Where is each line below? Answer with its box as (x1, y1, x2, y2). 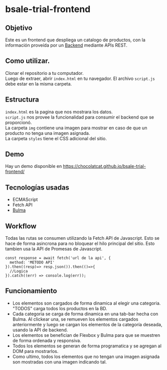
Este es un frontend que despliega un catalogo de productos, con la (5, 37, 145, 43)
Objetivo (5, 24, 33, 32)
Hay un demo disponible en (5, 163, 62, 169)
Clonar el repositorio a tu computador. (5, 70, 84, 76)
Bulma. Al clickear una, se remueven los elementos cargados (12, 316, 139, 322)
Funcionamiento (5, 287, 57, 295)
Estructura (5, 96, 39, 104)
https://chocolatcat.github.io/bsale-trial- (63, 163, 146, 169)
